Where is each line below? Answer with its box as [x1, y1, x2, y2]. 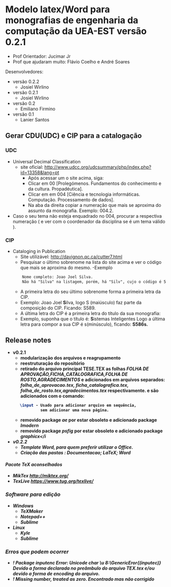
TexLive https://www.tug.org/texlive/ [12, 478, 94, 485]
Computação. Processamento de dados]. [28, 196, 115, 203]
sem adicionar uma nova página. [40, 408, 109, 413]
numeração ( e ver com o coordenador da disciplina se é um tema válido [12, 218, 165, 224]
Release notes [5, 336, 52, 345]
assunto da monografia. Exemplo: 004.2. [28, 207, 114, 214]
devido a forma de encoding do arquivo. [12, 571, 100, 577]
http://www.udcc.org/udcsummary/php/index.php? [44, 164, 152, 170]
